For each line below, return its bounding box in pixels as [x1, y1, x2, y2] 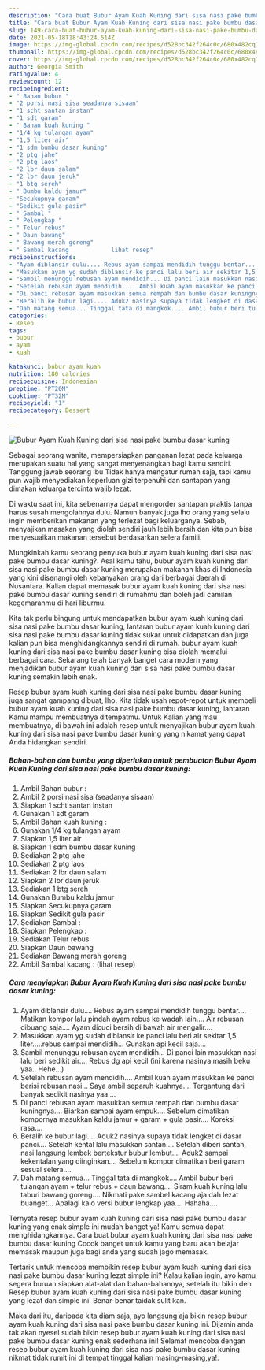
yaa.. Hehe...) [20, 1064, 64, 1074]
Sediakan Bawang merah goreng [20, 951, 127, 960]
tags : [9, 326, 27, 335]
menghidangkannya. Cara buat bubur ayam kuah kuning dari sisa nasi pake [9, 1230, 253, 1239]
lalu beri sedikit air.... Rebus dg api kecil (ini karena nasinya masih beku [20, 1056, 251, 1065]
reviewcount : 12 [9, 77, 62, 85]
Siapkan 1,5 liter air [20, 834, 82, 843]
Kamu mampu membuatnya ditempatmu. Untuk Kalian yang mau [9, 712, 218, 722]
